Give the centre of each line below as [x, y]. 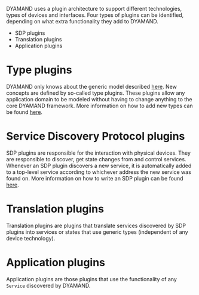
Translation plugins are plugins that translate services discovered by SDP [96, 225]
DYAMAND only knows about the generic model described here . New [92, 86]
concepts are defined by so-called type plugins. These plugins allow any [96, 93]
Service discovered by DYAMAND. [48, 285]
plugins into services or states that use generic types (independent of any [97, 232]
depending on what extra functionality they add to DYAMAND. [82, 21]
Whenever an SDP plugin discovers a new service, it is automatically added [99, 165]
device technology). [31, 238]
